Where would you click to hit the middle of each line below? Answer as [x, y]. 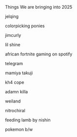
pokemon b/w [19, 129]
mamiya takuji [19, 73]
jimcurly [13, 35]
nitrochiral [15, 111]
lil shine [13, 45]
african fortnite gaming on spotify [39, 54]
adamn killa [17, 92]
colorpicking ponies [25, 26]
